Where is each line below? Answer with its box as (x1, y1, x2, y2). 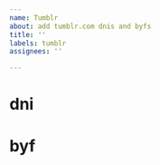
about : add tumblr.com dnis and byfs (9, 22, 152, 31)
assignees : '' (9, 47, 63, 56)
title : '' (9, 30, 47, 39)
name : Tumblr (9, 13, 59, 23)
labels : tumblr (9, 38, 67, 48)
